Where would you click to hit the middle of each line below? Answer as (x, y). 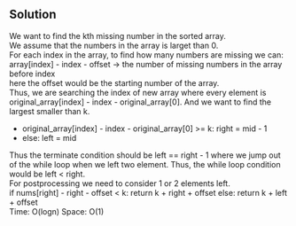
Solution (33, 15)
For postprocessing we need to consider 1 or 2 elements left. (120, 183)
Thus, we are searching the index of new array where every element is (138, 92)
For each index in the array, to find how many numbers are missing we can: (146, 55)
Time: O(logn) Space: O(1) (57, 211)
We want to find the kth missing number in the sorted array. (117, 35)
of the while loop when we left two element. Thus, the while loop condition (145, 164)
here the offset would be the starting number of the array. (114, 82)
